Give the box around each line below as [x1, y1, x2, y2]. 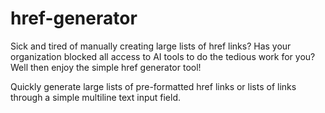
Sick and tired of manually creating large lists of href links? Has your [10, 40, 292, 52]
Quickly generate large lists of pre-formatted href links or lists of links [10, 80, 297, 92]
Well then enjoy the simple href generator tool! [10, 61, 202, 73]
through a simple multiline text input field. [10, 91, 182, 103]
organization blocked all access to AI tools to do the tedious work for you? [10, 50, 316, 62]
